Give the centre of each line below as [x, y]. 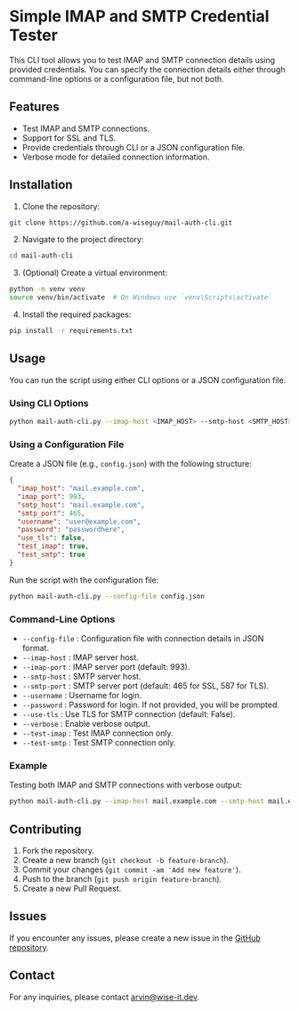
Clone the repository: [61, 206]
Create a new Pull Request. [72, 889]
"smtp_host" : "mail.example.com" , [81, 505]
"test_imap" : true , [53, 546]
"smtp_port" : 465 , [52, 513]
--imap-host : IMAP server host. [81, 657]
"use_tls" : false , [52, 538]
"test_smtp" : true [52, 555]
